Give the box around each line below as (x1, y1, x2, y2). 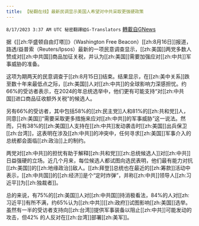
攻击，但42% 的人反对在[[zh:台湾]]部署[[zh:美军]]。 (6, 214, 133, 221)
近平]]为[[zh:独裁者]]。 (6, 179, 62, 186)
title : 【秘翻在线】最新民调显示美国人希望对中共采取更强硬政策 (6, 8, 144, 15)
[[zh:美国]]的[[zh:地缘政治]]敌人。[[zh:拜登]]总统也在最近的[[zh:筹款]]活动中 (6, 164, 191, 171)
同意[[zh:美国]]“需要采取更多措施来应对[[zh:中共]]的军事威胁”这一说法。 (6, 114, 181, 122)
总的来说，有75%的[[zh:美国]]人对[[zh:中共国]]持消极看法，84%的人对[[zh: (6, 191, 190, 198)
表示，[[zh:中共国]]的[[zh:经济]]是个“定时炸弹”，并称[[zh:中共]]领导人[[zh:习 (6, 172, 191, 179)
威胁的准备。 (11, 60, 43, 67)
